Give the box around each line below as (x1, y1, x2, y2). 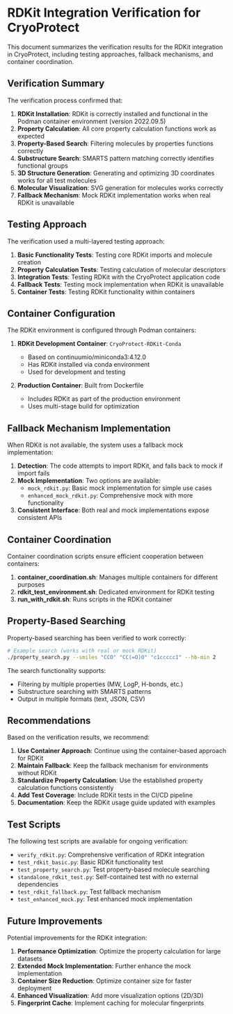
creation (17, 258, 42, 266)
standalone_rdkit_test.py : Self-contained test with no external (17, 873, 198, 881)
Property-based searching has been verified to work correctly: (7, 633, 186, 642)
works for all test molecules (17, 176, 97, 184)
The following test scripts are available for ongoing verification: (7, 837, 188, 846)
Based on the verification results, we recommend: (7, 733, 150, 742)
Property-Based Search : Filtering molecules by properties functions (17, 139, 214, 148)
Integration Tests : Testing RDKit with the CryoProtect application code (17, 273, 220, 281)
